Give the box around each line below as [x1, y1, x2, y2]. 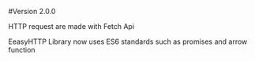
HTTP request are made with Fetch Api [8, 22, 135, 30]
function [8, 45, 36, 54]
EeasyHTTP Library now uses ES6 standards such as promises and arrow [8, 37, 248, 46]
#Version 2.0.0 [8, 7, 56, 16]
